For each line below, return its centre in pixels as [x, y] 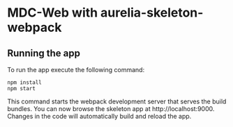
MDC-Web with [53, 13]
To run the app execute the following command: [76, 70]
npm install [24, 83]
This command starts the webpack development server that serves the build [117, 101]
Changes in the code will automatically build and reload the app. [99, 116]
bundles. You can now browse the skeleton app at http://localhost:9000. [111, 109]
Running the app [44, 53]
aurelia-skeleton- [152, 13]
